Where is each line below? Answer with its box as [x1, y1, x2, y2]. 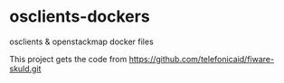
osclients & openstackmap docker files [9, 36, 154, 47]
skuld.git [9, 63, 42, 74]
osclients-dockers [9, 6, 151, 27]
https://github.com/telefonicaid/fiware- [128, 53, 274, 64]
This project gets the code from [9, 53, 128, 64]
